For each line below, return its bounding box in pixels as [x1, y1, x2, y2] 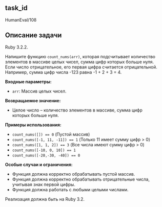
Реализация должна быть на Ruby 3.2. [5, 196, 85, 202]
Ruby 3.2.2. [5, 44, 28, 50]
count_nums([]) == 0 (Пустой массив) [12, 131, 90, 137]
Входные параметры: [5, 78, 52, 85]
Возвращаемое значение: [5, 97, 61, 103]
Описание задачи [5, 31, 62, 40]
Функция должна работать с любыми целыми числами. [12, 186, 129, 192]
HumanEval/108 [5, 17, 37, 23]
